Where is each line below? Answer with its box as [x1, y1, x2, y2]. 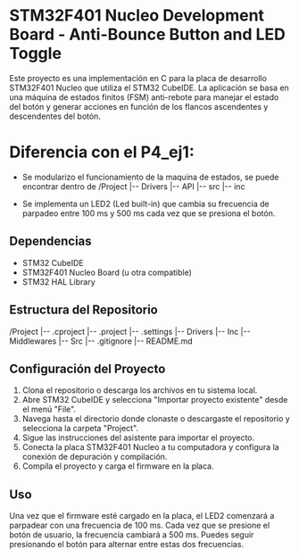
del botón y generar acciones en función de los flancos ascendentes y [9, 101, 269, 112]
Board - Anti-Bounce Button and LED [9, 24, 286, 45]
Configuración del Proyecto [9, 361, 166, 376]
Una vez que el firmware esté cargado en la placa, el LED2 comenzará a [9, 511, 275, 521]
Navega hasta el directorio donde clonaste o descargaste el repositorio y [21, 413, 290, 424]
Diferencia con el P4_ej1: [9, 142, 195, 162]
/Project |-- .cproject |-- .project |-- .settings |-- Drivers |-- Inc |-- [9, 326, 252, 337]
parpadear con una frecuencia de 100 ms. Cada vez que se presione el [9, 520, 270, 531]
